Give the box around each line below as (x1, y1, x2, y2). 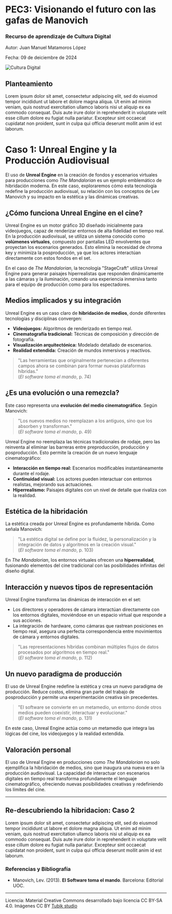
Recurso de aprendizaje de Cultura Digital (5, 33, 111, 40)
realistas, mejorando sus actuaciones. (12, 481, 93, 487)
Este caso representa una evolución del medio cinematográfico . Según (5, 402, 158, 408)
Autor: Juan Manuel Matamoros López (5, 45, 86, 51)
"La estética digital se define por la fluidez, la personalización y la (17, 536, 157, 542)
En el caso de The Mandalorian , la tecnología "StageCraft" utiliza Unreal (5, 265, 158, 271)
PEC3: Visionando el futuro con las (5, 4, 156, 15)
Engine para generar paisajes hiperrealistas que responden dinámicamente (5, 271, 164, 277)
